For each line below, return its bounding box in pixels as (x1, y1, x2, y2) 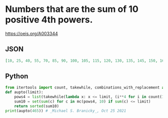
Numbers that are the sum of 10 (5, 3, 138, 15)
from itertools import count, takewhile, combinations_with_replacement (5, 85, 160, 90)
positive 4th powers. (5, 14, 93, 25)
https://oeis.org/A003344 (5, 30, 58, 36)
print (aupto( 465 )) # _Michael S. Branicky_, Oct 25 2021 (5, 108, 126, 113)
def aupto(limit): (5, 90, 43, 95)
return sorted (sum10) (14, 104, 59, 109)
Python (5, 72, 28, 81)
